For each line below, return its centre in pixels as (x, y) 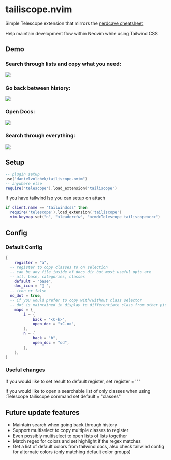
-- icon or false (28, 291)
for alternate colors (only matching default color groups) (72, 452)
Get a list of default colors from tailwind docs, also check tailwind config (88, 446)
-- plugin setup (22, 174)
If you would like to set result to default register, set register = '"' (73, 381)
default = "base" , (34, 281)
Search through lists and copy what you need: (63, 64)
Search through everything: (40, 136)
